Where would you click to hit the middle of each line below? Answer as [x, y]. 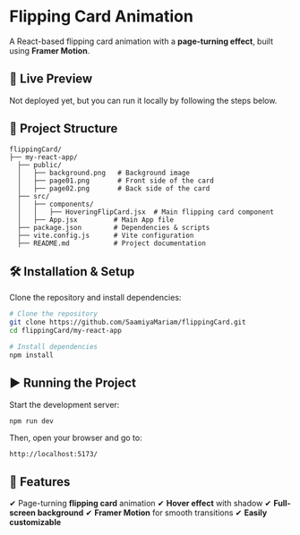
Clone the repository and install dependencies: [95, 298]
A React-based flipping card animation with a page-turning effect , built [141, 41]
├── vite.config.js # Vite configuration [106, 235]
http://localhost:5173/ [54, 454]
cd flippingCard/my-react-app [66, 331]
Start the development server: [64, 404]
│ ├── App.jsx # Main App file [96, 220]
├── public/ [40, 165]
